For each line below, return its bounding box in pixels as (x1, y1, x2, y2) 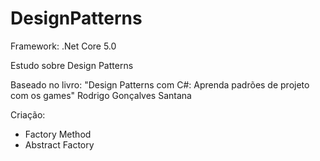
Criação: (10, 108, 46, 121)
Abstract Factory (24, 138, 95, 151)
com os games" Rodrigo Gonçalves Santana (10, 89, 192, 101)
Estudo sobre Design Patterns (10, 59, 134, 71)
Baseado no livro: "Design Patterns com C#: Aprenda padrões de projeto (10, 78, 310, 91)
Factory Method (24, 128, 92, 140)
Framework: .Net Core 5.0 (10, 40, 117, 52)
